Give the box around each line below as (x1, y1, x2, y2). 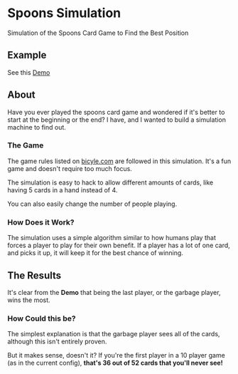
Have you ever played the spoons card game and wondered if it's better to (7, 108, 225, 116)
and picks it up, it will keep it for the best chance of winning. (7, 249, 183, 257)
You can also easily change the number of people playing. (7, 199, 178, 208)
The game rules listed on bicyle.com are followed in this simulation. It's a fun (7, 157, 232, 165)
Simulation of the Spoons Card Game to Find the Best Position (7, 28, 189, 37)
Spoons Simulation (7, 5, 121, 21)
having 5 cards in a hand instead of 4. (7, 185, 118, 194)
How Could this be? (7, 313, 76, 323)
